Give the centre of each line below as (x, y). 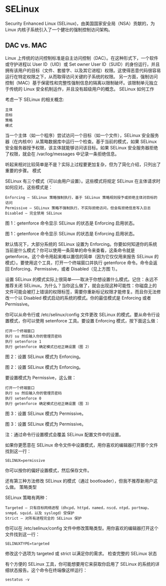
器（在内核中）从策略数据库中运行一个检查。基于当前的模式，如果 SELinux (81, 141)
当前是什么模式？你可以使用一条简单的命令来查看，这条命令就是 (70, 250)
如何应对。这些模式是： (29, 187)
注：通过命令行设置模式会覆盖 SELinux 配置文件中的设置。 (64, 434)
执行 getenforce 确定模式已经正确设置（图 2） (48, 347)
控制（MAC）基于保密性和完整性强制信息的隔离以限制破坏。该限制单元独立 (82, 83)
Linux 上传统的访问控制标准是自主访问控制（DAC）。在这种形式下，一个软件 (82, 58)
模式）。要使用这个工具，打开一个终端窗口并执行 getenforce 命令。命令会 (79, 263)
